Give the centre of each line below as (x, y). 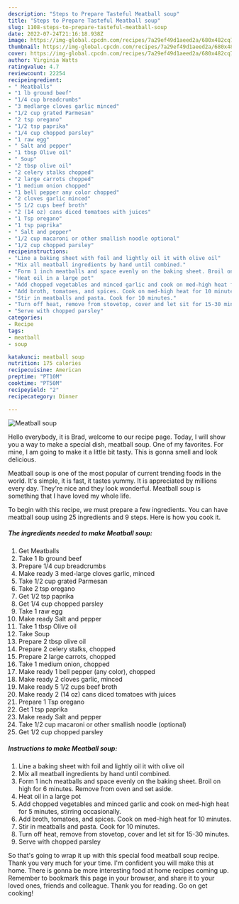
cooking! (21, 893)
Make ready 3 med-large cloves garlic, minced (87, 574)
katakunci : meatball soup (46, 357)
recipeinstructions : (39, 252)
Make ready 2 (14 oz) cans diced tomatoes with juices (97, 695)
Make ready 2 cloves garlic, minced (70, 680)
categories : (26, 318)
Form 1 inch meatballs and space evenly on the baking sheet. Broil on (119, 781)
